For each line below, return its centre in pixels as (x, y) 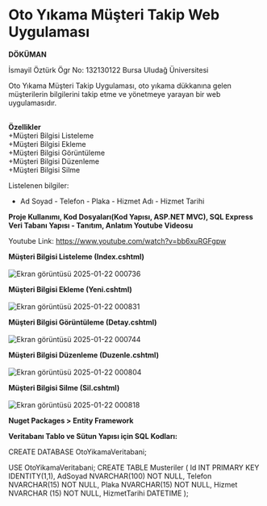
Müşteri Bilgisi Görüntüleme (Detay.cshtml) (83, 322)
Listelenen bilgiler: (39, 185)
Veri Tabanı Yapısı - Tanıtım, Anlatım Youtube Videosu (101, 225)
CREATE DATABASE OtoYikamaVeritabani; (77, 452)
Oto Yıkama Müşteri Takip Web (114, 15)
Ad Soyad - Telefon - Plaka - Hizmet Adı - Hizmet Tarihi (112, 201)
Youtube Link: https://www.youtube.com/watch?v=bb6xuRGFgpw (117, 240)
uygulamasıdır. (33, 102)
